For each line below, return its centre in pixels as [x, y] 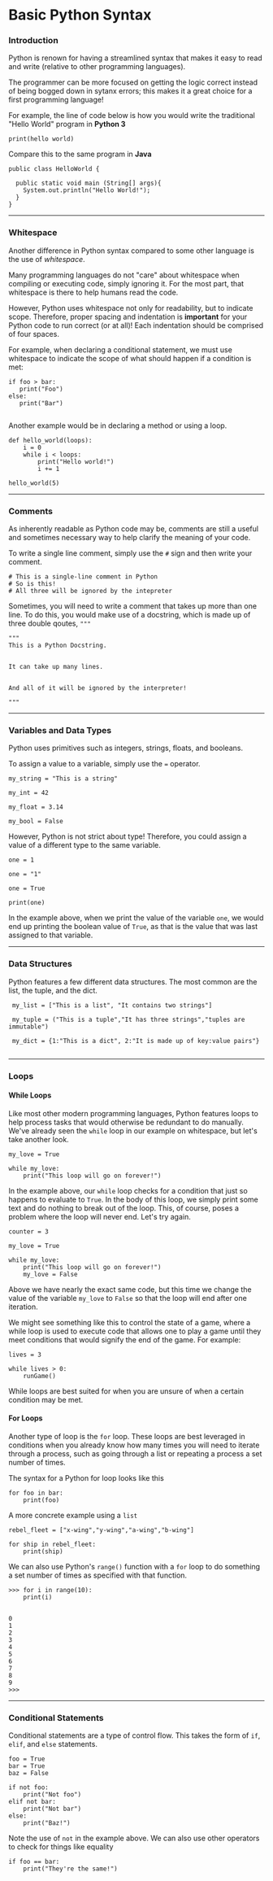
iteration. [23, 1307]
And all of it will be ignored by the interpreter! [97, 688]
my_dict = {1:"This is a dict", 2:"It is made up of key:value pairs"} [136, 1041]
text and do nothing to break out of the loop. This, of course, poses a [124, 1208]
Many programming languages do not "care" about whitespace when [124, 275]
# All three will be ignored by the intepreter [91, 591]
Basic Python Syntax [80, 15]
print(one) [27, 903]
